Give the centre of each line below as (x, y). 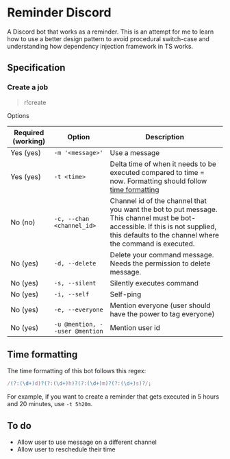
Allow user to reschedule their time (66, 449)
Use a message (135, 152)
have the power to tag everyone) (162, 314)
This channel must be (144, 217)
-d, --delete (75, 263)
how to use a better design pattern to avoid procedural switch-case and (108, 38)
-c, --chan (72, 219)
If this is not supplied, (182, 226)
